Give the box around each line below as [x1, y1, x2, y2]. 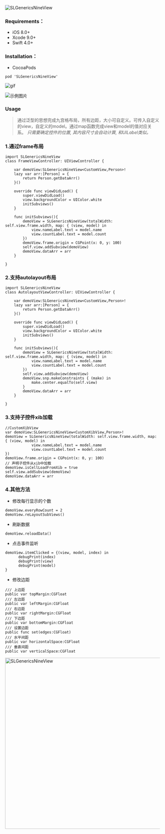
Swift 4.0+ [12, 40, 33, 46]
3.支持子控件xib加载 [5, 414, 53, 421]
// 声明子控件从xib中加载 [5, 460, 52, 466]
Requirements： [5, 18, 45, 25]
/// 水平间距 [5, 635, 29, 640]
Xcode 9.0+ [12, 34, 36, 41]
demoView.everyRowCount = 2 [5, 508, 63, 513]
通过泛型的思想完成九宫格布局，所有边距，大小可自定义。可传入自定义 [17, 117, 160, 123]
